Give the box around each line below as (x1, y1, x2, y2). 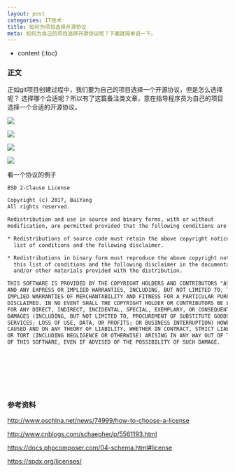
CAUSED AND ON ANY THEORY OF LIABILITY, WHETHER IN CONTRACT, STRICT (7, 325, 215, 333)
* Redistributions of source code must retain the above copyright (7, 235, 208, 242)
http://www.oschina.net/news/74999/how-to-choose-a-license (7, 417, 190, 425)
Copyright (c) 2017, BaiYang (7, 197, 92, 204)
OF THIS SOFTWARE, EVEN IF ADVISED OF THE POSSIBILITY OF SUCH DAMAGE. (7, 339, 220, 346)
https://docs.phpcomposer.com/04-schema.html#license (7, 443, 173, 452)
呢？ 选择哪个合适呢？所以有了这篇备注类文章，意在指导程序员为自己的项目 (7, 94, 224, 102)
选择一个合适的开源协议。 (7, 102, 81, 111)
